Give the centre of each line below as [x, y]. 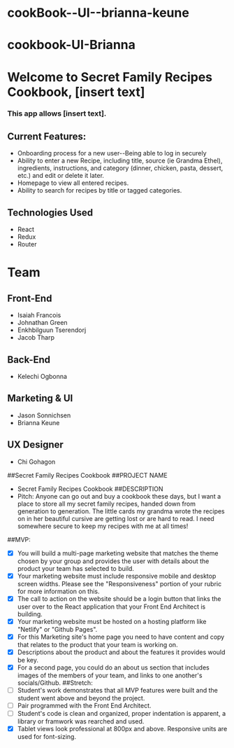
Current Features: [47, 136]
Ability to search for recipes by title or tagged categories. [100, 191]
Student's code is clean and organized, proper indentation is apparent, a [121, 714]
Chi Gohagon [36, 462]
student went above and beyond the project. [81, 698]
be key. [28, 660]
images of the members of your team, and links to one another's [110, 675]
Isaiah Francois [39, 315]
